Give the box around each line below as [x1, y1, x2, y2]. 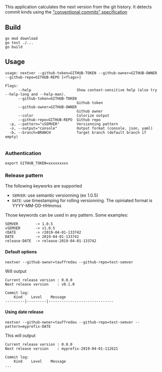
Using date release [5, 309, 44, 315]
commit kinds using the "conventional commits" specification [5, 9, 128, 15]
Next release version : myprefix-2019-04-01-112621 [5, 346, 118, 351]
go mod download [5, 36, 38, 41]
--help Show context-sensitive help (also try [17, 87, 158, 92]
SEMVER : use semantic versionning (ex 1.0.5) [12, 192, 98, 198]
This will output [5, 332, 36, 338]
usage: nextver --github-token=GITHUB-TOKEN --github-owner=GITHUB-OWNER [5, 70, 158, 75]
